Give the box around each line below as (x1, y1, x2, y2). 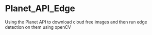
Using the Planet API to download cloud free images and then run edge (5, 19, 147, 25)
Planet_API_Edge (5, 3, 75, 14)
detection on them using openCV (5, 24, 71, 30)
